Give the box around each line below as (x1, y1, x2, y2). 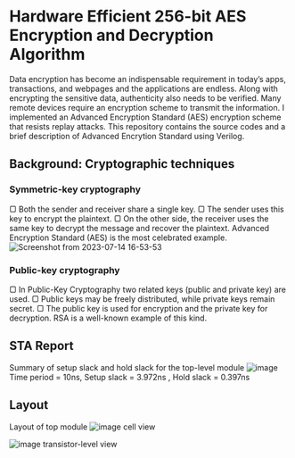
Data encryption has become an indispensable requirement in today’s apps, (9, 73, 287, 84)
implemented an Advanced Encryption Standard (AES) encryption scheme (9, 112, 282, 122)
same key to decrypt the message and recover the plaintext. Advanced (9, 222, 270, 233)
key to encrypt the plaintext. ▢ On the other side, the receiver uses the (9, 212, 269, 224)
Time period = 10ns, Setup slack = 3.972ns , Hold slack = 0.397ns (9, 371, 250, 382)
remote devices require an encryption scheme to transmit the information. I (9, 102, 285, 112)
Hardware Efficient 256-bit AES (9, 6, 247, 27)
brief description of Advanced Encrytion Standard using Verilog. (9, 130, 245, 141)
